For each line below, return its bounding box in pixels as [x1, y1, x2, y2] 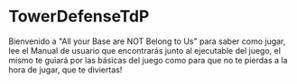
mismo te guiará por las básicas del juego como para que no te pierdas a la [8, 55, 288, 65]
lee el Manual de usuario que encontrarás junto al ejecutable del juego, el [8, 45, 282, 55]
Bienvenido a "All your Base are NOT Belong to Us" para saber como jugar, [8, 36, 286, 46]
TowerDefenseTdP [8, 6, 150, 27]
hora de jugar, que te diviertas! [8, 64, 123, 75]
